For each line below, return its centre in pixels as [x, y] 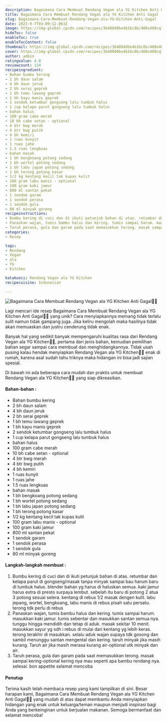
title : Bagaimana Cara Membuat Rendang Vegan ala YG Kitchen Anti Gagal [82, 14]
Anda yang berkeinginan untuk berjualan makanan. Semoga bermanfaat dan [83, 710]
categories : [17, 232]
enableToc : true [22, 38]
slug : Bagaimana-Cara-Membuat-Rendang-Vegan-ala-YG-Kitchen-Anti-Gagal [81, 19]
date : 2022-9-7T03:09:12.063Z [37, 24]
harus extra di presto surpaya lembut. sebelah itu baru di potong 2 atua [85, 592]
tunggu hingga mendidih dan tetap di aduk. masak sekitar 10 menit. [81, 624]
